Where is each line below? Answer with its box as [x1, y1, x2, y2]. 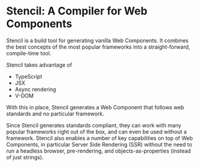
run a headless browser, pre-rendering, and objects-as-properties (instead [6, 147, 191, 154]
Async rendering [14, 85, 56, 93]
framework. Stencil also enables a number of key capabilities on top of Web [6, 134, 193, 142]
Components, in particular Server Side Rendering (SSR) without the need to [6, 141, 192, 148]
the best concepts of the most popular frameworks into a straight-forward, [6, 43, 191, 50]
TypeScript [14, 73, 43, 80]
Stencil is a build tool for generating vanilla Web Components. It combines [6, 37, 189, 44]
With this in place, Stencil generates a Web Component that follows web [6, 103, 185, 111]
